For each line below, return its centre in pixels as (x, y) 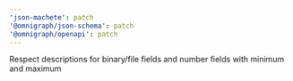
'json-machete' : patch (52, 17)
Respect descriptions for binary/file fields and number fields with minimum (147, 60)
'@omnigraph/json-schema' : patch (72, 26)
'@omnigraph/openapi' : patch (64, 34)
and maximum (35, 69)
